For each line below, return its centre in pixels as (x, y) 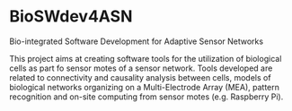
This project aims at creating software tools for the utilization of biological (146, 58)
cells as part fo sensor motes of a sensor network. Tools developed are (141, 68)
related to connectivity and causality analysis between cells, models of (140, 77)
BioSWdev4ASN (71, 17)
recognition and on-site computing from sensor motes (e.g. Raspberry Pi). (146, 97)
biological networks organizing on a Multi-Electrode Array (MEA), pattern (145, 87)
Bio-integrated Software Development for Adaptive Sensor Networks (136, 41)
